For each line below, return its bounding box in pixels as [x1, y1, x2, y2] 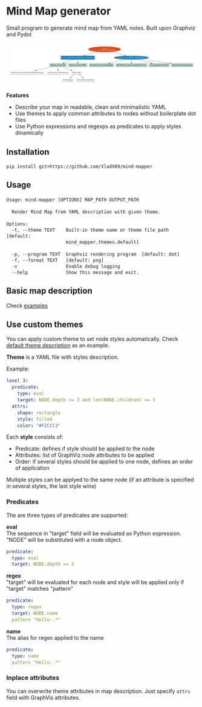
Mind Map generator [6, 4, 111, 18]
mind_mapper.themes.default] [65, 239, 139, 245]
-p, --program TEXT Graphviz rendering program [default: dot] [11, 251, 180, 257]
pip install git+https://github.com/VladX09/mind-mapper [6, 163, 153, 169]
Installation [6, 146, 50, 157]
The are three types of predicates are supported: [6, 511, 128, 519]
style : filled [17, 416, 53, 422]
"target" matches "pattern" [6, 585, 74, 593]
